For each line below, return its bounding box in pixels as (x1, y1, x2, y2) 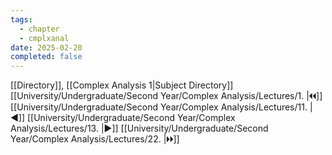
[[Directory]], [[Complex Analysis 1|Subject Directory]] (10, 79, 234, 91)
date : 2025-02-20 (10, 42, 83, 53)
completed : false (10, 52, 83, 62)
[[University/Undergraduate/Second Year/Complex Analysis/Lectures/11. (10, 101, 308, 113)
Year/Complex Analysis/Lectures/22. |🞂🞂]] (10, 133, 180, 145)
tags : (10, 14, 33, 25)
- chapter (19, 24, 60, 34)
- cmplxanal (19, 33, 70, 43)
